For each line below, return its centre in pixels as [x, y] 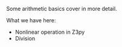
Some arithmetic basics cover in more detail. [62, 9]
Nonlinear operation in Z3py [50, 32]
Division [25, 38]
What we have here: [31, 20]
